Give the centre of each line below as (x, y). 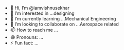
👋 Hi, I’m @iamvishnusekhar (40, 8)
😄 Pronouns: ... (27, 37)
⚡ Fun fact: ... (24, 43)
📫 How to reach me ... (34, 30)
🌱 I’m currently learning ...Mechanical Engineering (63, 19)
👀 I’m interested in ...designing (42, 13)
